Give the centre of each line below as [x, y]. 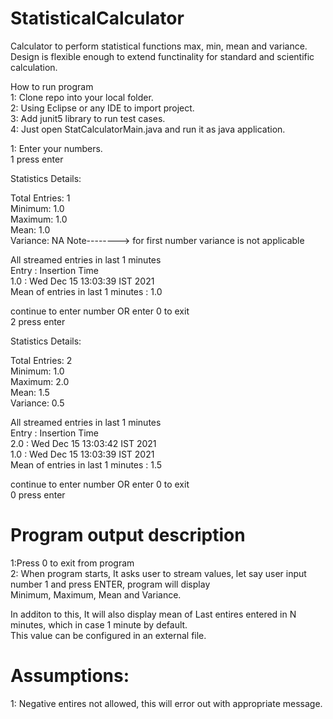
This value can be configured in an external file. [108, 635]
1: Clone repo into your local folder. [82, 97]
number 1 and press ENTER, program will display [110, 584]
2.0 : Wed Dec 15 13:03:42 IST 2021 [83, 443]
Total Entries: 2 [41, 360]
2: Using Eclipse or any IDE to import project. [102, 108]
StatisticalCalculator [97, 18]
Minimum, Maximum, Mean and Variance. [96, 594]
